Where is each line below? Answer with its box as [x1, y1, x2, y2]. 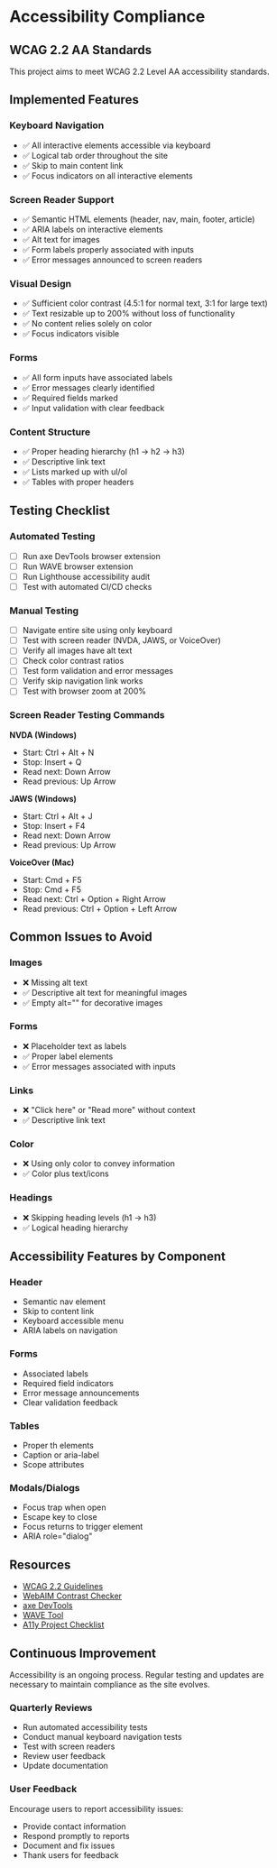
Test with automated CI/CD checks [22, 581, 152, 592]
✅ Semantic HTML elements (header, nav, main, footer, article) [22, 214, 255, 225]
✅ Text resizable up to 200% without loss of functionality [22, 308, 235, 319]
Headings [9, 1192, 53, 1204]
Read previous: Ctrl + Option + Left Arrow [22, 903, 178, 914]
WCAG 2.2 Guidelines [22, 1581, 104, 1592]
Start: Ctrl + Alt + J [22, 810, 93, 822]
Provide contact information [22, 1820, 126, 1832]
